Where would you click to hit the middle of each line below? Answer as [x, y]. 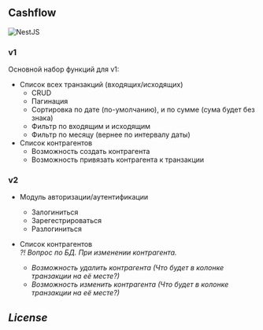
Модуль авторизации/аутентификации [83, 197]
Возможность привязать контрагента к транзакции [118, 159]
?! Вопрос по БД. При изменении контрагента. [98, 253]
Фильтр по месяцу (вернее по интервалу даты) [111, 135]
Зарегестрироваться [67, 221]
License [28, 317]
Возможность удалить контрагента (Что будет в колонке [128, 268]
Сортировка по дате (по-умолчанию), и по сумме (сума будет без [143, 110]
